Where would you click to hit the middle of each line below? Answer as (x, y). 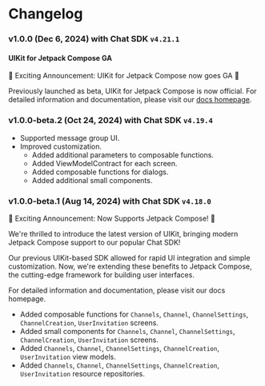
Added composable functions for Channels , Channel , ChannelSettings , (134, 314)
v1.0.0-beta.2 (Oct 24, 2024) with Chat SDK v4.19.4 (111, 121)
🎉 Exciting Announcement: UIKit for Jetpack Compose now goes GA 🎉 (124, 76)
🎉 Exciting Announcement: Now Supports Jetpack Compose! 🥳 (112, 218)
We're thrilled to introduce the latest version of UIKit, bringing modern (123, 233)
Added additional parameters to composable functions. (123, 155)
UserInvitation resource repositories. (82, 373)
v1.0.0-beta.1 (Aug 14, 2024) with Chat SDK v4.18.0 (110, 201)
